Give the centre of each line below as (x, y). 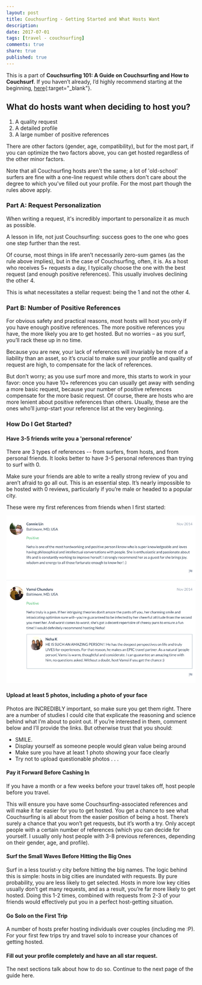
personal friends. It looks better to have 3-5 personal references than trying (100, 458)
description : (23, 25)
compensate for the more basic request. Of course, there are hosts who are (100, 396)
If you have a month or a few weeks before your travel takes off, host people (101, 786)
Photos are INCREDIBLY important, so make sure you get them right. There (99, 709)
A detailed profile (36, 128)
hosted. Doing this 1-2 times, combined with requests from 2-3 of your (93, 895)
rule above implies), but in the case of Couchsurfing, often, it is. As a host (97, 261)
